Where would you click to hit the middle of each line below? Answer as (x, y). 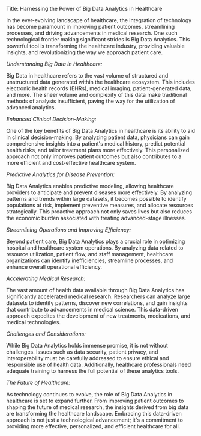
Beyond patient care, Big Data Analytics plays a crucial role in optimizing (96, 241)
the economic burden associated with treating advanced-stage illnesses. (96, 218)
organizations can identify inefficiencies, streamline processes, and (90, 260)
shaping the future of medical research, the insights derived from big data (97, 407)
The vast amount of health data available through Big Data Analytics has (95, 290)
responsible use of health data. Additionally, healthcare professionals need (99, 364)
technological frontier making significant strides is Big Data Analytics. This (98, 39)
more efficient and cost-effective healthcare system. (71, 163)
